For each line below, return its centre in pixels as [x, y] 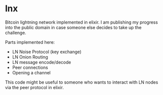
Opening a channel [31, 72]
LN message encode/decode [41, 62]
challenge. [16, 32]
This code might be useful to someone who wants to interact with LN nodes [82, 82]
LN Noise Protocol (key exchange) [47, 52]
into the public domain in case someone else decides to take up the [73, 27]
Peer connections [30, 67]
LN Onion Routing [30, 57]
